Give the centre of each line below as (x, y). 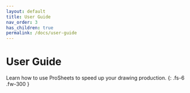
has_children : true (30, 28)
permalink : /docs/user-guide (42, 33)
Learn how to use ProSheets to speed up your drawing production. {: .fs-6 (95, 78)
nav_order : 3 (22, 22)
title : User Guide (28, 17)
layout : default (26, 11)
